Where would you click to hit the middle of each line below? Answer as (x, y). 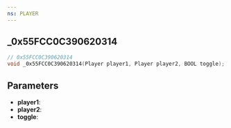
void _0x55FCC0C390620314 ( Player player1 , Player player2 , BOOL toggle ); (116, 64)
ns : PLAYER (23, 13)
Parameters (33, 85)
